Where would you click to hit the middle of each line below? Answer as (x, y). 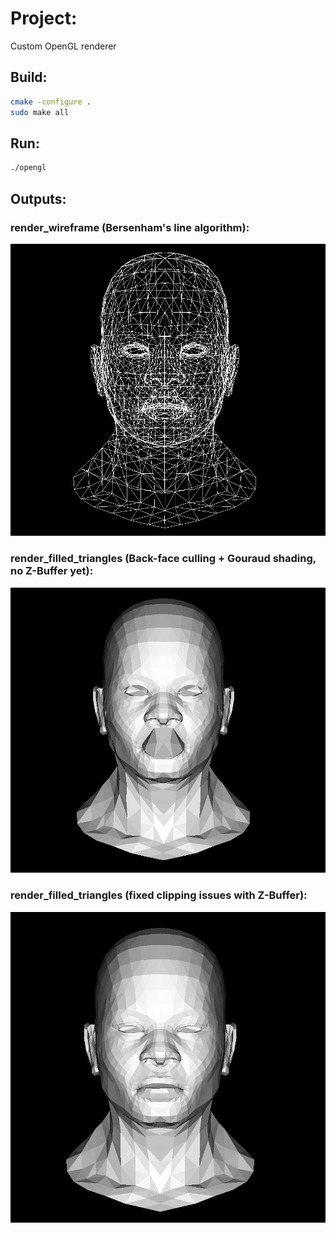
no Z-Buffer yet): (52, 571)
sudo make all (40, 112)
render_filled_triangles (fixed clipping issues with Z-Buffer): (159, 895)
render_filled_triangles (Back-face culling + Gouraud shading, (163, 559)
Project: (44, 18)
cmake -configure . (51, 102)
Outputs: (38, 198)
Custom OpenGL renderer (63, 46)
